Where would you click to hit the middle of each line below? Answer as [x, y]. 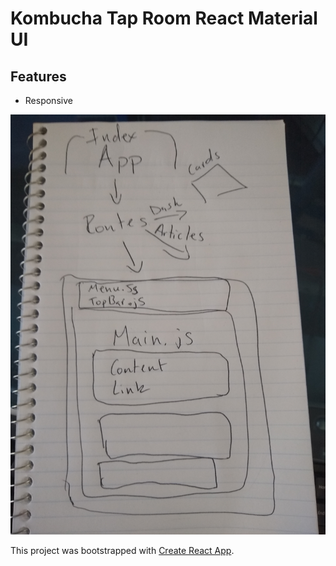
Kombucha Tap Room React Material [164, 18]
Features [38, 76]
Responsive [48, 100]
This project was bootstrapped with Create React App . [122, 550]
